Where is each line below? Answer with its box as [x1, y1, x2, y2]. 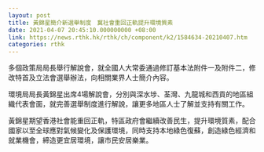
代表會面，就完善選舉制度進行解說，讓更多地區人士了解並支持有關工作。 [14, 100, 249, 109]
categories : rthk [8, 41, 65, 49]
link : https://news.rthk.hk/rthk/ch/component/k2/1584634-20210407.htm [8, 33, 247, 42]
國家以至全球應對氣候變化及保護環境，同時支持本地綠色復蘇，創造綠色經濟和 [8, 126, 256, 136]
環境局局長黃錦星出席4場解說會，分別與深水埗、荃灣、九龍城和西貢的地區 [8, 89, 247, 99]
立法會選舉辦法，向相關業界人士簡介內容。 [35, 73, 174, 82]
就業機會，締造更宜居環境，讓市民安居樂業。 [8, 136, 153, 145]
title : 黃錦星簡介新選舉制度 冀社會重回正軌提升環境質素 [8, 19, 174, 27]
